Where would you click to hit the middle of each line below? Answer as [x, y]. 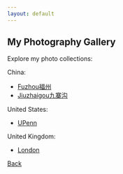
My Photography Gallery [61, 42]
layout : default [31, 14]
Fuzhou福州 [34, 87]
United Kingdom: [31, 136]
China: [17, 72]
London [28, 150]
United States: [28, 110]
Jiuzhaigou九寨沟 [42, 96]
